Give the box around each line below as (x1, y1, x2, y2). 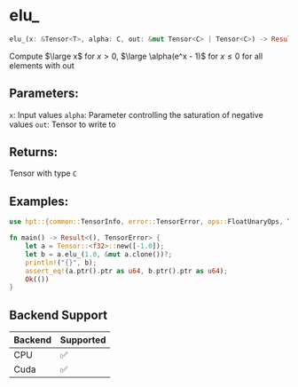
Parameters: (9, 86, 79, 101)
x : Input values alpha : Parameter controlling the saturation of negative (9, 109, 263, 120)
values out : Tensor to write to (9, 119, 117, 130)
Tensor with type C (9, 168, 77, 178)
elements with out (9, 59, 75, 71)
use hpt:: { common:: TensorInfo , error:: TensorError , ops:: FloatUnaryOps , (9, 217, 284, 226)
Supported (59, 334, 106, 346)
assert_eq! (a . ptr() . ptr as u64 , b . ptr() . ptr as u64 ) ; (25, 266, 228, 275)
